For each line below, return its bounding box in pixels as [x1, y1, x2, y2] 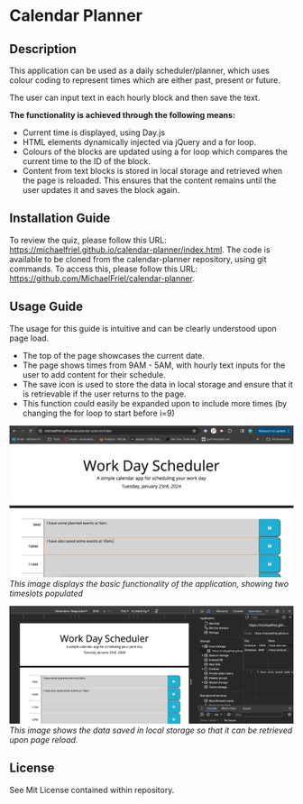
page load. [9, 333, 50, 343]
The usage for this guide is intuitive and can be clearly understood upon [9, 323, 277, 333]
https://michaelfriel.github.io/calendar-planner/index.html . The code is [9, 244, 271, 255]
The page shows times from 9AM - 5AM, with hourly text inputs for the [22, 360, 286, 370]
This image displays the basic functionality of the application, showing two [9, 578, 289, 589]
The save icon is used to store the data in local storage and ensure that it [22, 379, 293, 389]
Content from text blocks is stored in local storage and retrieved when [22, 166, 282, 176]
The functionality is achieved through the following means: [9, 110, 236, 120]
